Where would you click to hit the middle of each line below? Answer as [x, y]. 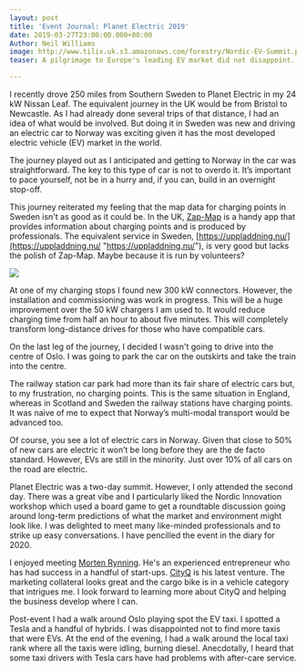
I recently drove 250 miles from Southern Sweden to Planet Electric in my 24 [153, 94]
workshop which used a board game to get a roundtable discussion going [148, 506]
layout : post [34, 18]
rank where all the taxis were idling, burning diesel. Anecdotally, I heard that [152, 648]
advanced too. [36, 422]
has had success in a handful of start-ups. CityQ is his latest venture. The [147, 572]
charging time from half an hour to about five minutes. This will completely [149, 319]
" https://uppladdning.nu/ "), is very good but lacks [196, 246]
